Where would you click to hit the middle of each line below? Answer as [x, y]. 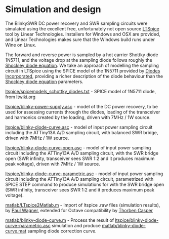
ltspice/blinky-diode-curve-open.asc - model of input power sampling [78, 147]
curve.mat [16, 231]
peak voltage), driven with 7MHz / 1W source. [53, 164]
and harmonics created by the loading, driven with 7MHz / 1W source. [78, 117]
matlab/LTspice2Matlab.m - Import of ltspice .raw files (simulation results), [83, 205]
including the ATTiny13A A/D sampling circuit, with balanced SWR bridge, [82, 132]
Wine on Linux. [21, 45]
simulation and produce [76, 225]
